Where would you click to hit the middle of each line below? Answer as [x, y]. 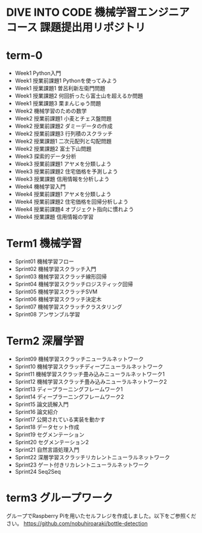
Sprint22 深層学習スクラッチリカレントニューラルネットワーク [93, 457]
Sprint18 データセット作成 [47, 427]
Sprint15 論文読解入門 [42, 404]
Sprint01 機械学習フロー [44, 261]
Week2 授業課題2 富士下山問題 [53, 149]
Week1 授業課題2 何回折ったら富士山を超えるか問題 [79, 96]
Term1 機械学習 [44, 244]
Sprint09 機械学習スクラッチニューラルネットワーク [79, 359]
